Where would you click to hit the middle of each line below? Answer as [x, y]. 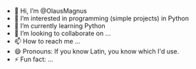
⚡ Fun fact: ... [33, 59]
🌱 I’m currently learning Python [60, 26]
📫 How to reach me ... [47, 41]
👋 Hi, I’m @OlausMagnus [51, 11]
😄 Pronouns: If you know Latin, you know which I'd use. [97, 51]
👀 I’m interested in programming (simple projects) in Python [102, 18]
